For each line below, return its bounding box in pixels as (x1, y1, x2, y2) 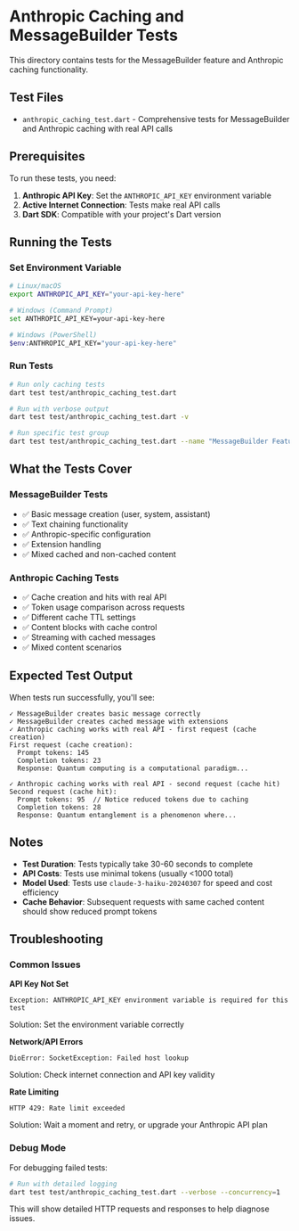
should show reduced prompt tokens (21, 906, 158, 916)
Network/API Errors (9, 1037, 84, 1047)
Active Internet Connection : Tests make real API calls (21, 199, 221, 210)
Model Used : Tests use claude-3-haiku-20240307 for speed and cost (21, 877, 273, 888)
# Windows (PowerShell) (9, 330, 98, 340)
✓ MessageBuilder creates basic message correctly (9, 709, 201, 718)
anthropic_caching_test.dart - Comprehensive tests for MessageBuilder (21, 113, 290, 124)
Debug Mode (9, 1142, 67, 1154)
